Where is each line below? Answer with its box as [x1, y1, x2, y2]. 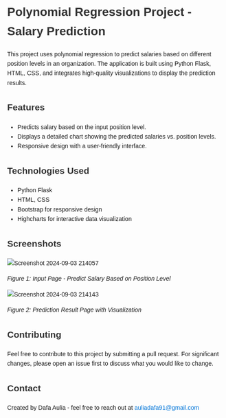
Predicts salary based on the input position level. [16, 123, 146, 131]
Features [7, 102, 45, 113]
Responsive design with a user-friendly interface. [16, 142, 147, 150]
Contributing [7, 329, 62, 340]
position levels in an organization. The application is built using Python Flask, [7, 60, 212, 67]
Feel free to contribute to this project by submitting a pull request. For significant [7, 350, 219, 358]
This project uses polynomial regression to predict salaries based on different [7, 50, 212, 58]
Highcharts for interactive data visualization [16, 215, 132, 223]
